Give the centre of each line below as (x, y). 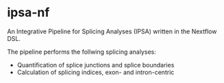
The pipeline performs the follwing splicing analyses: (82, 52)
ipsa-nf (28, 13)
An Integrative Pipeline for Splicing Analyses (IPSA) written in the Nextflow (112, 31)
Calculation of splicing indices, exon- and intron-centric (96, 72)
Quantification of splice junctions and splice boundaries (96, 65)
